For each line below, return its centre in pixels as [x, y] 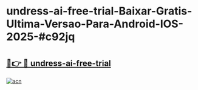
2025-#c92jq [41, 37]
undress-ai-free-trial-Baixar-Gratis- [99, 11]
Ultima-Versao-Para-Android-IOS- [95, 24]
